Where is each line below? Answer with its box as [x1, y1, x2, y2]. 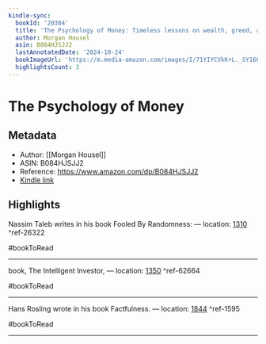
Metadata [8, 128, 57, 143]
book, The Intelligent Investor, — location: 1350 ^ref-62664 [8, 266, 200, 275]
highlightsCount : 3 [15, 63, 80, 71]
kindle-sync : [8, 11, 51, 20]
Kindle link [19, 175, 54, 185]
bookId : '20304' [15, 19, 69, 27]
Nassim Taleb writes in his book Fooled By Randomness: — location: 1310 [8, 219, 248, 228]
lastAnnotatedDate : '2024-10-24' [15, 48, 126, 56]
